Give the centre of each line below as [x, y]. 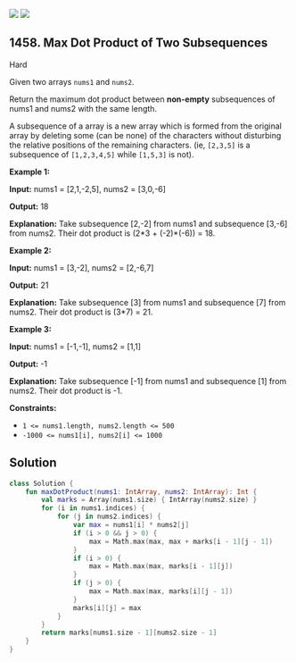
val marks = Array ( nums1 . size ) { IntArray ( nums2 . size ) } [149, 500]
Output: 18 [29, 206]
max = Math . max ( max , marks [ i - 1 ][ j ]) [161, 566]
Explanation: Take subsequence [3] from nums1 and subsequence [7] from [148, 302]
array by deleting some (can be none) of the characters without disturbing [145, 135]
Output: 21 [29, 285]
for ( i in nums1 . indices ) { [93, 508]
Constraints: [33, 407]
